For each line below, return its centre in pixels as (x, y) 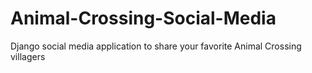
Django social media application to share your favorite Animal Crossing (156, 46)
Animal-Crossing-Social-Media (143, 18)
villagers (28, 56)
